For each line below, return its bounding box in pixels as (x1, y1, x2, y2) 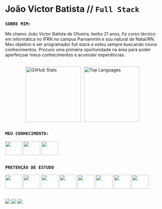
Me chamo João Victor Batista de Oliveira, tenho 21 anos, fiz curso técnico (5, 31, 156, 37)
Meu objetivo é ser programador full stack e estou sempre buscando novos (5, 41, 158, 47)
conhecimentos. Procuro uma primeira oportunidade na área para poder (5, 47, 151, 53)
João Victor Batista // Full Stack (5, 3, 140, 15)
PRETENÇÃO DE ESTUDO (5, 165, 54, 171)
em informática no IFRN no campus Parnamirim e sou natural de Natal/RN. (5, 36, 156, 42)
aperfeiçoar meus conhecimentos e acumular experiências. (5, 52, 125, 58)
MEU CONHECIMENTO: (5, 131, 49, 137)
